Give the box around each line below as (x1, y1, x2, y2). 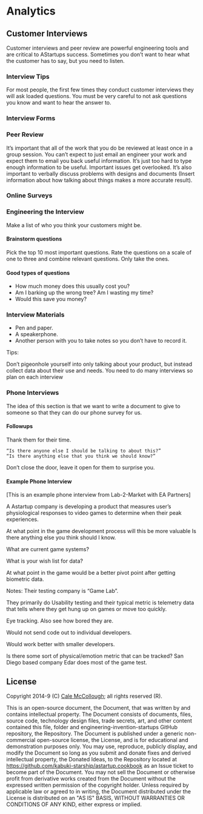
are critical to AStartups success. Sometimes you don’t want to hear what (6, 51, 190, 58)
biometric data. (6, 575, 44, 583)
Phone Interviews (6, 389, 59, 397)
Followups (6, 423, 33, 430)
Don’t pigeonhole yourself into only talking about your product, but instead (6, 360, 193, 368)
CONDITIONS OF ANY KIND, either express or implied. (6, 801, 142, 808)
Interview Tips (6, 72, 50, 81)
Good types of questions (6, 269, 70, 276)
